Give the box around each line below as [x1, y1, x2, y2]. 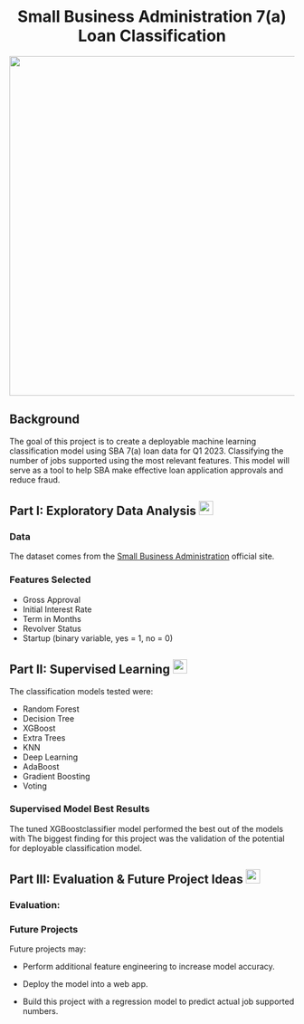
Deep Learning [22, 751, 79, 762]
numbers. [22, 1006, 59, 1017]
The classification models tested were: [9, 685, 154, 696]
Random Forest [22, 703, 80, 714]
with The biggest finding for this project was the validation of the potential [9, 833, 285, 844]
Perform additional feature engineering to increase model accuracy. [22, 962, 276, 972]
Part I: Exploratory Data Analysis [9, 503, 197, 519]
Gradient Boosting [22, 770, 90, 781]
